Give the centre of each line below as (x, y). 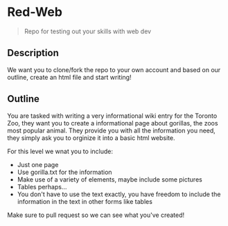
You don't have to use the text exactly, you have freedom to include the (119, 194)
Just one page (38, 164)
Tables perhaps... (42, 186)
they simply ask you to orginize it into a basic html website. (91, 138)
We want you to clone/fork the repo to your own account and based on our (114, 69)
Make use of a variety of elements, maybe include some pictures (109, 179)
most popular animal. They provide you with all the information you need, (112, 130)
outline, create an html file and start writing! (69, 77)
